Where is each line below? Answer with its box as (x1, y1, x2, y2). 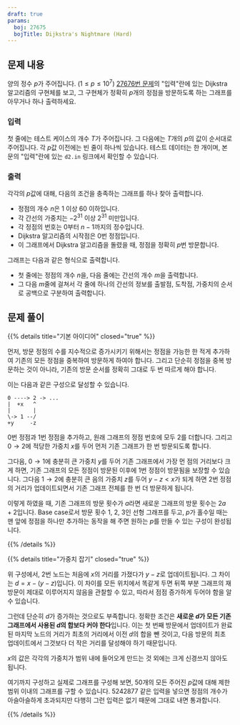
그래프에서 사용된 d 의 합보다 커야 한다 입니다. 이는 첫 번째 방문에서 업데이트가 (7, 621, 220, 629)
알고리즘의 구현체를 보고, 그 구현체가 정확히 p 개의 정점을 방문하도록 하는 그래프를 (7, 88, 232, 96)
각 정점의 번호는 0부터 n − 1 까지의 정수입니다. (17, 222, 144, 231)
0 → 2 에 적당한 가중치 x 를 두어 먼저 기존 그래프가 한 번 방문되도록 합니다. (7, 441, 211, 450)
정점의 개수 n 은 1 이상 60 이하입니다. (17, 204, 120, 213)
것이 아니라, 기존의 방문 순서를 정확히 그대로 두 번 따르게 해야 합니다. (26, 365, 216, 374)
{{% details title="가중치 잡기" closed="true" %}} (7, 554, 150, 563)
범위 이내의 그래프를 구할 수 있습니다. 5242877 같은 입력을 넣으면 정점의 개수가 (7, 686, 228, 695)
